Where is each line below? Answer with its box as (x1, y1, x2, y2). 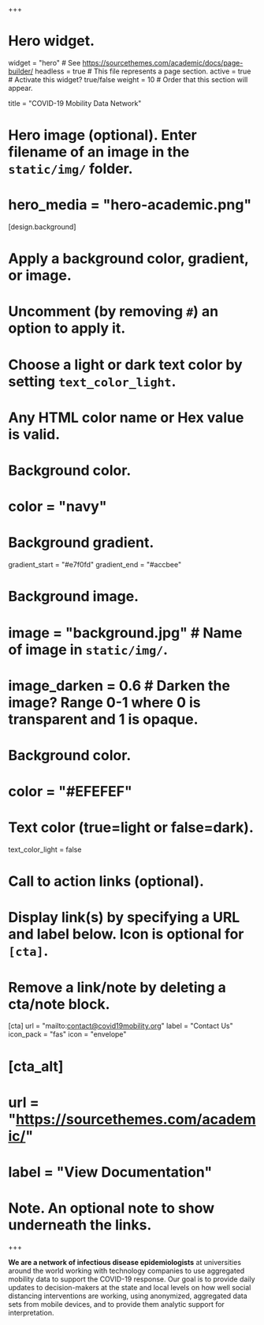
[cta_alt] (8, 1057, 64, 1075)
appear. (8, 83, 33, 92)
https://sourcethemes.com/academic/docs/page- (82, 58, 244, 67)
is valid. (8, 425, 61, 443)
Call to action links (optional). (8, 872, 205, 890)
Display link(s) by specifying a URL (8, 909, 240, 927)
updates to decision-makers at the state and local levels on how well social (8, 1282, 251, 1292)
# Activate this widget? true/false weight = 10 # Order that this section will (8, 74, 248, 84)
